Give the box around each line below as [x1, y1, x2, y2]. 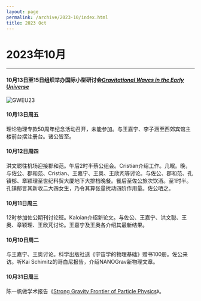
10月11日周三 [6, 199, 38, 207]
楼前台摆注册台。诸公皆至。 [6, 133, 75, 140]
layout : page [6, 8, 39, 15]
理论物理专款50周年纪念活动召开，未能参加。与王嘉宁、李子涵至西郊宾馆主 [6, 125, 191, 133]
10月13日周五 [6, 111, 39, 118]
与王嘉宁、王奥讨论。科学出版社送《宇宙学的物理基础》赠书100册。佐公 [6, 251, 183, 258]
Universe [6, 83, 29, 90]
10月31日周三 [6, 273, 39, 280]
